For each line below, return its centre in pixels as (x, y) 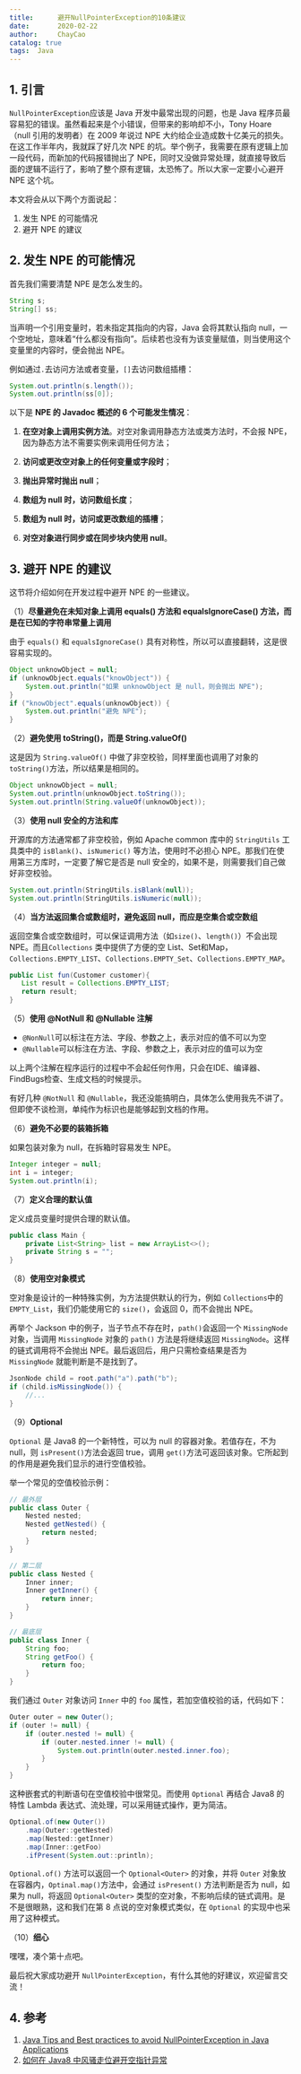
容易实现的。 (33, 653)
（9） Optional (36, 1422)
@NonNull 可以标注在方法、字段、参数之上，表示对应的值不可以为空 (144, 1038)
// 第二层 (26, 1565)
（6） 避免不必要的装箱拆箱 (59, 1128)
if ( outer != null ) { (50, 1725)
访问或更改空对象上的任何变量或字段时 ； (97, 462)
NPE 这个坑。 (34, 179)
